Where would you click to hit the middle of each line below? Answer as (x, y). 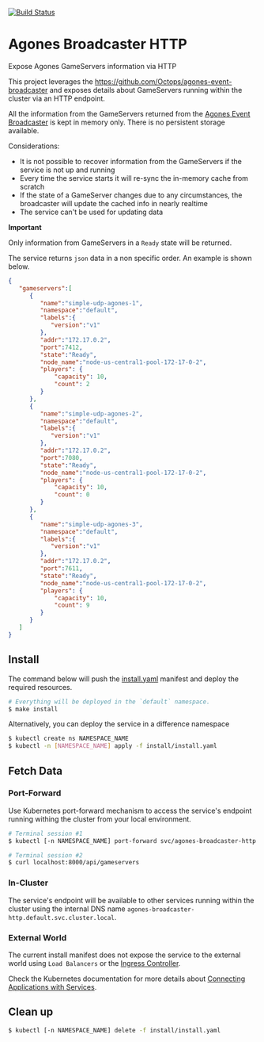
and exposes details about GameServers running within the (146, 90)
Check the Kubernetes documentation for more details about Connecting (127, 979)
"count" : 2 (72, 385)
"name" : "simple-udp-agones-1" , (92, 303)
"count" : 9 (72, 605)
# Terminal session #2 (45, 855)
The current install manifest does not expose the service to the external (124, 955)
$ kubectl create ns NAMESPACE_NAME (68, 739)
